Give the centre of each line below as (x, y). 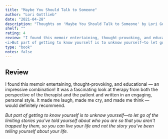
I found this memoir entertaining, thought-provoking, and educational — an (82, 84)
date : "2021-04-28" (25, 19)
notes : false (19, 52)
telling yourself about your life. (37, 131)
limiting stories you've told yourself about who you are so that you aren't (80, 120)
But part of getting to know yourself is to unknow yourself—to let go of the (82, 115)
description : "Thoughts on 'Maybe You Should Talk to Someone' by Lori (81, 24)
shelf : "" (15, 29)
